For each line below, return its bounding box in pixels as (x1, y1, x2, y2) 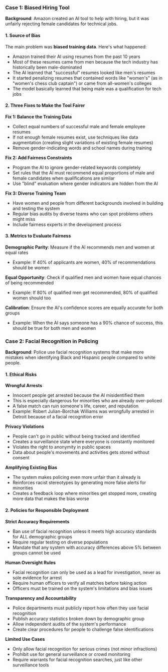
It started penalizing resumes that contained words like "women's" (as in (12, 75, 163, 81)
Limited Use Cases (5, 636, 45, 642)
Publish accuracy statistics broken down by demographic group (12, 616, 144, 622)
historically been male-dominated (12, 64, 82, 70)
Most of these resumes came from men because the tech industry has (12, 58, 158, 65)
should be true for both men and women (12, 325, 96, 331)
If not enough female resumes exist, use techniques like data (12, 134, 138, 140)
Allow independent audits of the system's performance (12, 621, 126, 627)
